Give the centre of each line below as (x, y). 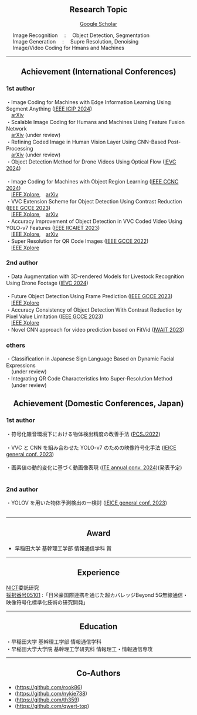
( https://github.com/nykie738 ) (51, 694)
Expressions (21, 365)
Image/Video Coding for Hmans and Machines (69, 48)
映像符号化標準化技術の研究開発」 (47, 602)
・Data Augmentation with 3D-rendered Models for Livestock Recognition (95, 276)
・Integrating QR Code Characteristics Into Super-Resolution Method (89, 379)
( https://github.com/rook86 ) (48, 687)
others (16, 345)
